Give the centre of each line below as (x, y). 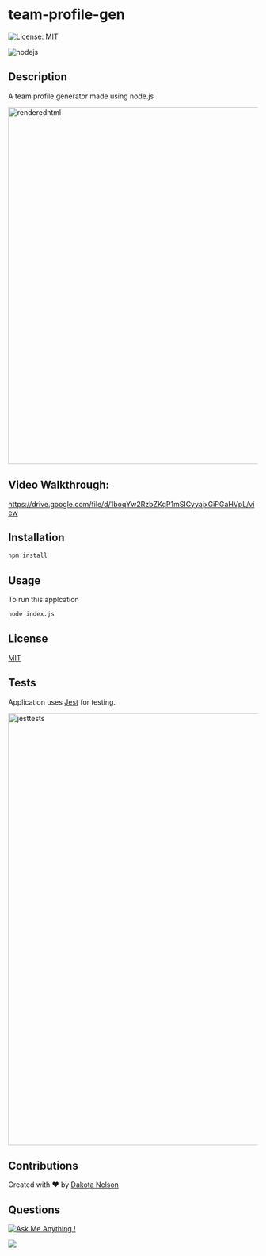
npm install (28, 556)
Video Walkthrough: (59, 485)
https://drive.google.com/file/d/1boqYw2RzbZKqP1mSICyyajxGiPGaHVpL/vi (131, 504)
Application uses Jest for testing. (62, 702)
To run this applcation (44, 600)
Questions (34, 1210)
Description (38, 77)
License (28, 639)
